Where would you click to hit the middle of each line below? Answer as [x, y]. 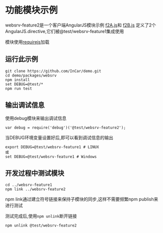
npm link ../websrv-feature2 [35, 189]
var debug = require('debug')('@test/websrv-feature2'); [66, 127]
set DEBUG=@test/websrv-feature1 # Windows [51, 156]
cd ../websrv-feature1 [29, 185]
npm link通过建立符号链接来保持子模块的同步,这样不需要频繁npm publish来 [82, 199]
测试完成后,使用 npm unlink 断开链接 [41, 216]
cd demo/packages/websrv [31, 75]
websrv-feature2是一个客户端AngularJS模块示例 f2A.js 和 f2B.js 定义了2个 [81, 25]
